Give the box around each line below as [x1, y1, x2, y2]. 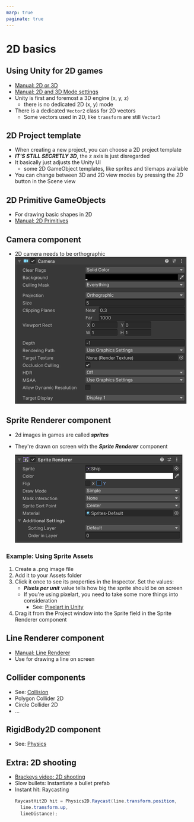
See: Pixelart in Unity [32, 604, 84, 611]
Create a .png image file [14, 566, 74, 573]
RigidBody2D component [6, 724, 101, 735]
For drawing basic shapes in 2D [14, 211, 93, 218]
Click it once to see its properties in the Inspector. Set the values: [14, 578, 174, 585]
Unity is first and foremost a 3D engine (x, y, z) [14, 94, 129, 101]
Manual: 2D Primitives [14, 217, 69, 224]
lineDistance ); [20, 811, 58, 817]
